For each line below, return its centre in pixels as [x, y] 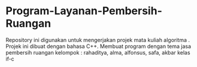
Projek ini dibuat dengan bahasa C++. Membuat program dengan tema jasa [99, 46]
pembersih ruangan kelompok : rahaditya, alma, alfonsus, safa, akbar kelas [98, 52]
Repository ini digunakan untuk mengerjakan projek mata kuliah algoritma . [98, 40]
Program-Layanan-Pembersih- [84, 11]
